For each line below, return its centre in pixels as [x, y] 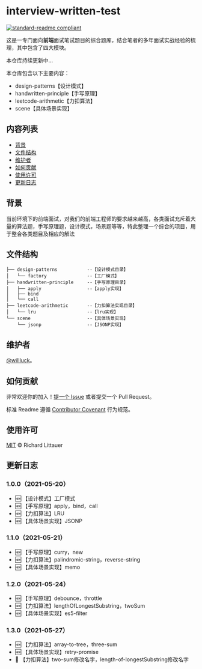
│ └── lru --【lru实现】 [63, 312]
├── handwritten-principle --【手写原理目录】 [67, 283]
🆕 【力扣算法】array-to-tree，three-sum [66, 644]
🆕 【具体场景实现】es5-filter [51, 613]
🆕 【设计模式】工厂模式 [45, 498]
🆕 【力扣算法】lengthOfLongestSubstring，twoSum [80, 606]
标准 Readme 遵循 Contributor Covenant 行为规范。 [70, 409]
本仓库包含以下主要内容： [38, 73]
